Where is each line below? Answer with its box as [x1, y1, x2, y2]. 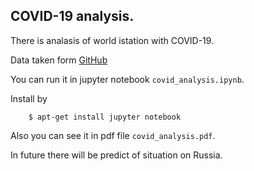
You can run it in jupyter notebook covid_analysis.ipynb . [10, 73, 245, 85]
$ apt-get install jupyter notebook [28, 112, 182, 122]
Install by [10, 92, 48, 104]
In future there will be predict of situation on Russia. [10, 149, 223, 161]
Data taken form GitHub [10, 54, 108, 66]
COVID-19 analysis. [10, 8, 135, 25]
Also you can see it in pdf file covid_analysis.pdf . [10, 129, 216, 141]
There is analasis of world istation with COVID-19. [10, 34, 215, 46]
